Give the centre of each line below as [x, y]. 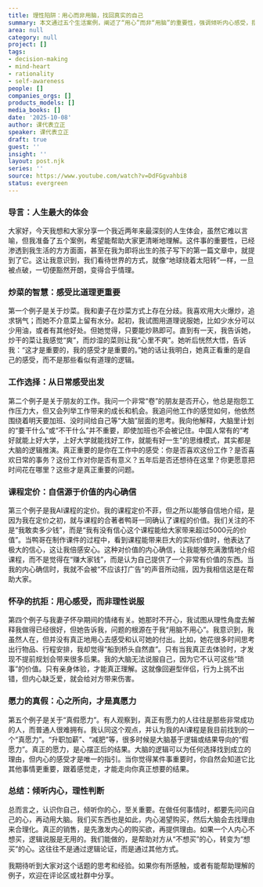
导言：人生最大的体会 [48, 212]
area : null [26, 30]
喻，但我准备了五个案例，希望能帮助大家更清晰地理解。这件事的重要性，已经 [131, 241]
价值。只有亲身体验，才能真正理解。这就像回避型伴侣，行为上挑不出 [135, 669]
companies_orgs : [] [40, 96]
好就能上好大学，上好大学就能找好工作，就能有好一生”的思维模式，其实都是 [130, 440]
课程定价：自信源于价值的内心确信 [72, 491]
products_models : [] [42, 103]
